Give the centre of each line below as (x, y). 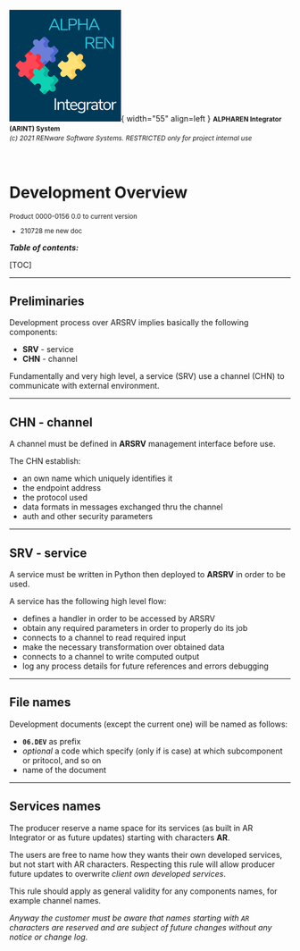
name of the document (64, 770)
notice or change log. (49, 937)
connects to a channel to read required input (104, 638)
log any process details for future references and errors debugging (146, 666)
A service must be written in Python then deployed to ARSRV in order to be (147, 575)
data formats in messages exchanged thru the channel (122, 507)
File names (40, 703)
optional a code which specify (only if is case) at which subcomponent (152, 751)
